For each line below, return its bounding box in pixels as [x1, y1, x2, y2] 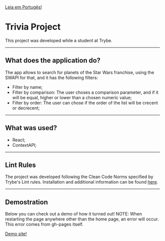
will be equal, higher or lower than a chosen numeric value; [12, 94, 132, 100]
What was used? [5, 124, 57, 132]
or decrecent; [12, 105, 40, 111]
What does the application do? [5, 56, 101, 65]
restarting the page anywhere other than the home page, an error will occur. [5, 216, 159, 222]
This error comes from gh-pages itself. [5, 221, 83, 227]
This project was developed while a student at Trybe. [5, 37, 113, 43]
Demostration [5, 198, 48, 206]
